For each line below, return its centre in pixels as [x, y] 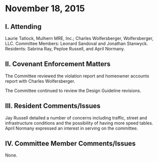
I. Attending [23, 27]
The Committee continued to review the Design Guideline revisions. [73, 91]
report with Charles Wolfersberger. [40, 81]
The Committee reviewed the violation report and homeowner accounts [77, 76]
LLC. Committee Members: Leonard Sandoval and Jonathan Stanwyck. [77, 44]
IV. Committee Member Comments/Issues [70, 144]
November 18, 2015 [45, 9]
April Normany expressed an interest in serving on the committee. [72, 128]
